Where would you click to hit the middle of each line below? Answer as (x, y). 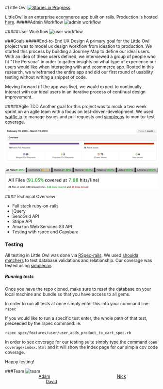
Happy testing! (20, 361)
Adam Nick (82, 376)
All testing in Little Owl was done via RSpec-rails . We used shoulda (72, 255)
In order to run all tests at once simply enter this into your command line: (77, 303)
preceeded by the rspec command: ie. (43, 323)
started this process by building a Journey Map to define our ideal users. (78, 51)
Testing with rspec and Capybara (45, 232)
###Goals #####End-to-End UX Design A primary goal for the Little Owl (77, 41)
